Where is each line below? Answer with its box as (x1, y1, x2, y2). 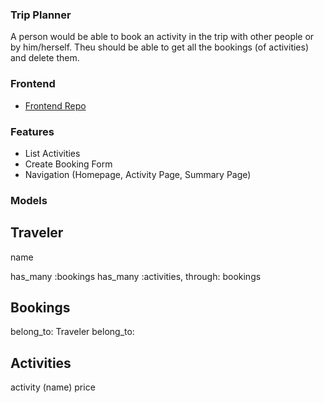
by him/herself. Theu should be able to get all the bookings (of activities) (10, 41, 310, 53)
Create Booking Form (24, 158, 113, 170)
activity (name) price (10, 381, 96, 393)
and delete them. (10, 52, 80, 64)
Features (10, 124, 55, 138)
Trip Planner (10, 8, 72, 22)
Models (10, 193, 48, 207)
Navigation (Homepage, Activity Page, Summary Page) (24, 168, 252, 180)
